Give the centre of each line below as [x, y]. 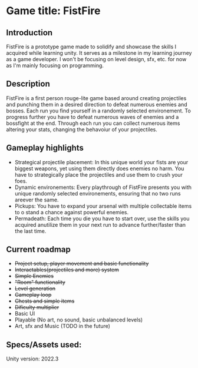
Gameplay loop [33, 295]
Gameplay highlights [45, 148]
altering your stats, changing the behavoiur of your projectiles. [82, 129]
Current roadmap [38, 249]
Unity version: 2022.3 [32, 359]
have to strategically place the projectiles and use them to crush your [98, 174]
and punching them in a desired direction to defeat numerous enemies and [97, 104]
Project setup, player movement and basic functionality [82, 264]
